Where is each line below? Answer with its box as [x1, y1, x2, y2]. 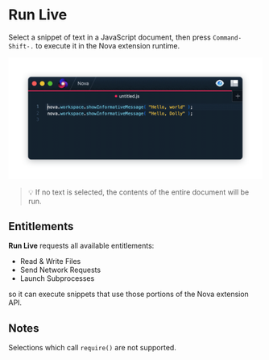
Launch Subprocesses [19, 274, 95, 283]
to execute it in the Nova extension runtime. [35, 40, 180, 50]
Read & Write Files [19, 257, 81, 266]
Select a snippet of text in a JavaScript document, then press [8, 32, 211, 42]
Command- [212, 34, 242, 42]
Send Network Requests [19, 265, 101, 275]
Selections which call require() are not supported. [8, 343, 177, 353]
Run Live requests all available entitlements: [8, 241, 155, 251]
